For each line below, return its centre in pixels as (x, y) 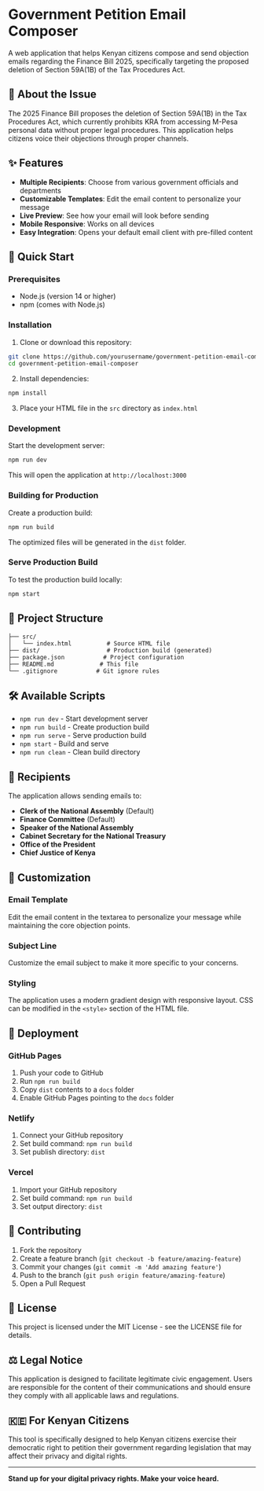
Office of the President (57, 845)
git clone (24, 356)
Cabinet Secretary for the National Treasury (93, 836)
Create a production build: (50, 512)
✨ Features (36, 163)
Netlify (22, 1118)
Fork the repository (51, 1250)
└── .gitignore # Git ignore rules (84, 671)
